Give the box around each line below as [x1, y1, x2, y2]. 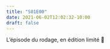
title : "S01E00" [6, 8, 47, 15]
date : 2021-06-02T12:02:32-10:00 [6, 14, 91, 20]
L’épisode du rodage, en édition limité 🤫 [6, 36, 105, 44]
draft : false [6, 20, 39, 26]
